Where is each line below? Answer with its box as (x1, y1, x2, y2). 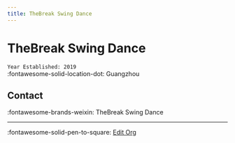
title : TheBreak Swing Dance (7, 10, 92, 17)
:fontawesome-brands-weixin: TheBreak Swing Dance (7, 108, 164, 116)
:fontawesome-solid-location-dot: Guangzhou (7, 69, 140, 77)
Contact (7, 89, 43, 101)
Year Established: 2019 (7, 63, 77, 70)
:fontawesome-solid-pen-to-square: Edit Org (7, 128, 136, 137)
